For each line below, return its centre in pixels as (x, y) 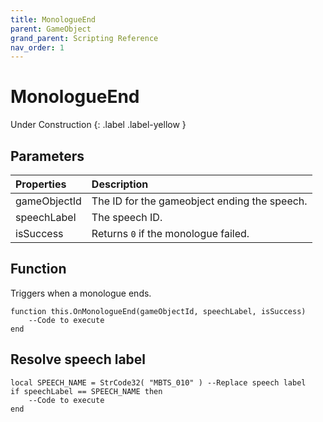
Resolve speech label (78, 359)
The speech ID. (127, 217)
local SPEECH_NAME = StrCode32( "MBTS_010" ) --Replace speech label (158, 382)
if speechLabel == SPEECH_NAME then (86, 391)
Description (120, 184)
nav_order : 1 (37, 47)
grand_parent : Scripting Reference (84, 38)
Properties (41, 184)
